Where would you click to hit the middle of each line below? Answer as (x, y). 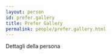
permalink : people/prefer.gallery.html (56, 29)
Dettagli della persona (33, 46)
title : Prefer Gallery (34, 23)
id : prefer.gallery (30, 18)
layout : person (25, 12)
